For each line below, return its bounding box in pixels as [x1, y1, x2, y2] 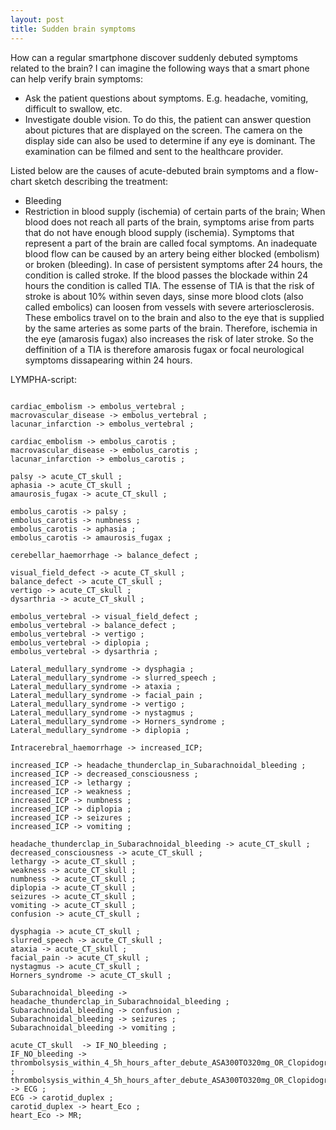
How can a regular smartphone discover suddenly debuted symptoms [10, 51, 298, 63]
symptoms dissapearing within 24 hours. [24, 354, 193, 366]
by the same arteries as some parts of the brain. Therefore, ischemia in [24, 322, 318, 334]
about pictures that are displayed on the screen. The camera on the [24, 124, 303, 136]
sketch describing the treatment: [34, 175, 169, 187]
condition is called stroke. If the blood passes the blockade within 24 [24, 269, 309, 281]
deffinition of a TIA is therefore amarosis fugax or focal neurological [24, 343, 305, 355]
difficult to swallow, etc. [24, 102, 123, 115]
